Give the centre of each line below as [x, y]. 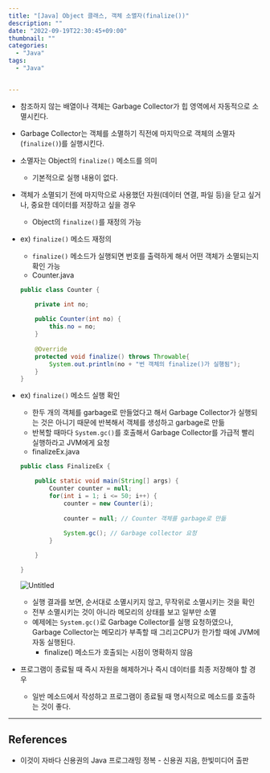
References [38, 740]
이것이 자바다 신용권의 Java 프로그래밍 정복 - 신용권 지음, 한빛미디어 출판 [134, 760]
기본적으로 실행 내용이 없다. [75, 177]
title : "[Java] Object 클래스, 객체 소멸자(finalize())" [99, 16]
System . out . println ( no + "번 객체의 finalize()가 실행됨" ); [145, 364]
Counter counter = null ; [91, 488]
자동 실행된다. [53, 642]
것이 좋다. [55, 706]
